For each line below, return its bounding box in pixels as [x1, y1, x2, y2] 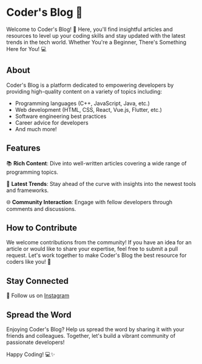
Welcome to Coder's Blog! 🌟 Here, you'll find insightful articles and [6, 26, 173, 33]
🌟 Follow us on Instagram [6, 292, 70, 300]
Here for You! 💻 [6, 45, 47, 52]
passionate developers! [6, 338, 65, 346]
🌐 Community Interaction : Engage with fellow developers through [6, 198, 173, 205]
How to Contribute [6, 222, 78, 233]
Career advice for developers [15, 118, 89, 126]
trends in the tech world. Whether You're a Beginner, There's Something [6, 38, 187, 46]
